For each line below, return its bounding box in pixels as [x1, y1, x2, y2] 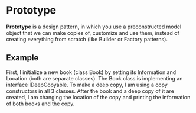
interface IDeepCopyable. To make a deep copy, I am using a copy [6, 81, 168, 88]
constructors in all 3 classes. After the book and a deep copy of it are [6, 87, 174, 95]
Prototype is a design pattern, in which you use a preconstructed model [6, 23, 182, 30]
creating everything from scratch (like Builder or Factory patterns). [6, 35, 168, 43]
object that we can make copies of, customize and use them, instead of [6, 29, 180, 36]
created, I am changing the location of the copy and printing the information [6, 93, 191, 101]
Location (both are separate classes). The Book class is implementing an [6, 75, 183, 82]
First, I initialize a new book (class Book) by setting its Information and [6, 69, 177, 76]
